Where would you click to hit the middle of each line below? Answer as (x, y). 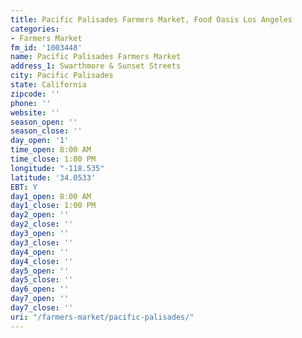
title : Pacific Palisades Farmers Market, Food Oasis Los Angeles (151, 19)
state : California (48, 85)
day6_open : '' (40, 289)
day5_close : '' (42, 280)
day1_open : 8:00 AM (51, 196)
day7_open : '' (40, 299)
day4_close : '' (42, 261)
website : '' (35, 112)
